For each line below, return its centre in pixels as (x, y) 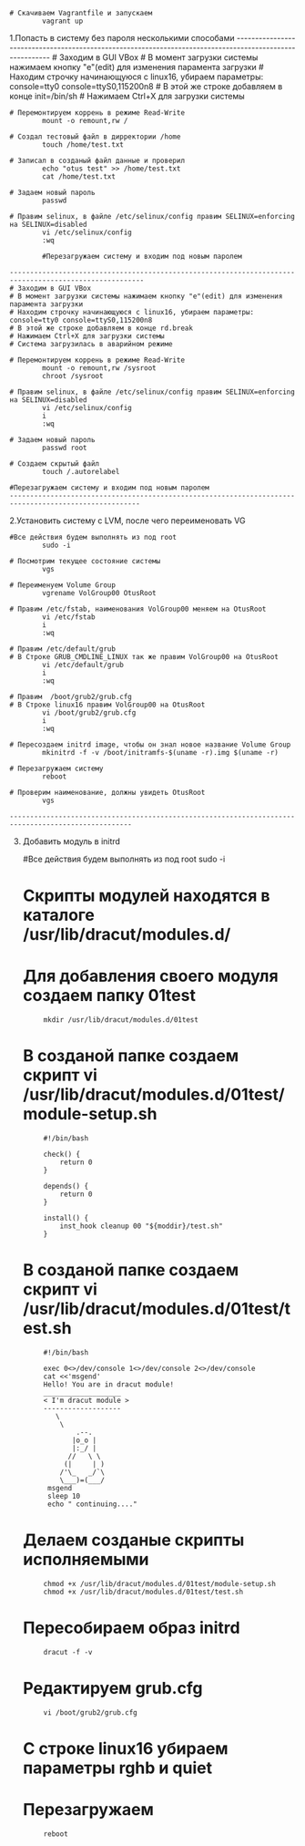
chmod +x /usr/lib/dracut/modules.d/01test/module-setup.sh (159, 1583)
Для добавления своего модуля (151, 976)
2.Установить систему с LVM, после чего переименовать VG (127, 521)
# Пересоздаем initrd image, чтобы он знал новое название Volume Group (150, 745)
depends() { (66, 1186)
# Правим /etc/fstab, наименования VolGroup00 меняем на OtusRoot (138, 609)
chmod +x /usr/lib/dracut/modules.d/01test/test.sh (143, 1592)
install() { (66, 1218)
